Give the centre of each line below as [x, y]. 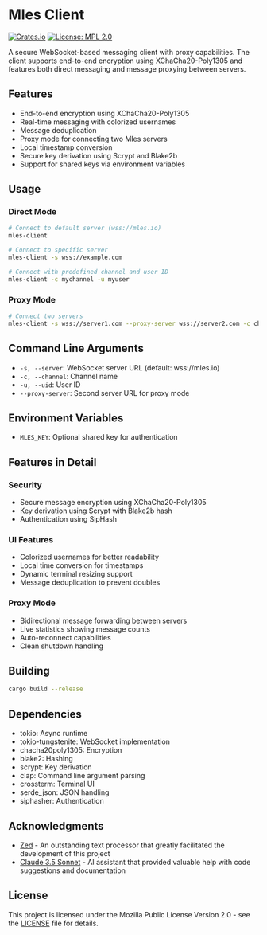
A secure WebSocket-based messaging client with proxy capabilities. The [129, 52]
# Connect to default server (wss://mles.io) [85, 229]
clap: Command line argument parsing [82, 776]
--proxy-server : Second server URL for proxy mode [104, 393]
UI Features [31, 539]
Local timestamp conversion [66, 147]
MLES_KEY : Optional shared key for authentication [99, 437]
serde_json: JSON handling [64, 792]
